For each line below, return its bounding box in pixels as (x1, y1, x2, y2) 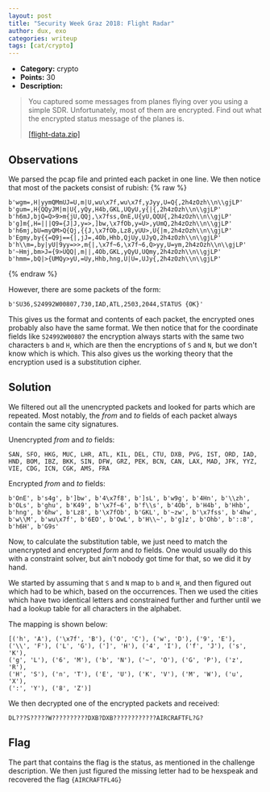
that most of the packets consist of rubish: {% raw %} (8, 182, 188, 192)
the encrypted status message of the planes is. (27, 114, 185, 123)
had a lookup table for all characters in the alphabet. (8, 603, 181, 613)
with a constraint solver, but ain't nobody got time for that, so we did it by (8, 553, 251, 563)
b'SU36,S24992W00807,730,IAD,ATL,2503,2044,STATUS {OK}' (8, 300, 204, 308)
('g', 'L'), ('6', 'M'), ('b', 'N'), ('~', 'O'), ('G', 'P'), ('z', (8, 656, 243, 664)
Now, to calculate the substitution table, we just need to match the (8, 536, 228, 546)
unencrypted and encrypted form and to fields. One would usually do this (8, 545, 252, 555)
